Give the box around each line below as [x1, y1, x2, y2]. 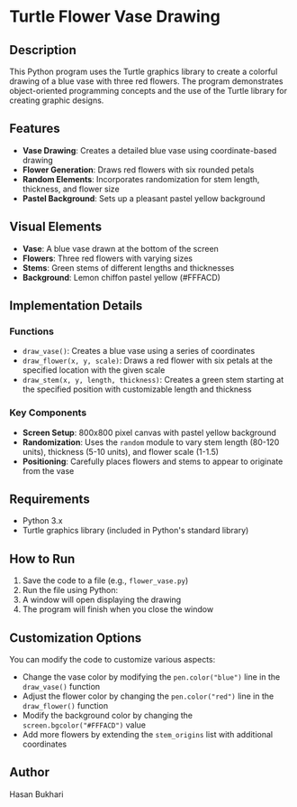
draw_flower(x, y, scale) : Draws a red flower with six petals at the [22, 355, 273, 366]
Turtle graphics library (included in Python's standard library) [22, 525, 249, 536]
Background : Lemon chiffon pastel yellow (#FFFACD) [22, 272, 220, 283]
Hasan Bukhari [9, 788, 64, 800]
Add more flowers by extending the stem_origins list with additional [22, 729, 273, 740]
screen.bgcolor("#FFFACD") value [22, 719, 147, 730]
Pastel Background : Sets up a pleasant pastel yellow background [22, 192, 265, 204]
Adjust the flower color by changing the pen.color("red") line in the [22, 691, 274, 701]
